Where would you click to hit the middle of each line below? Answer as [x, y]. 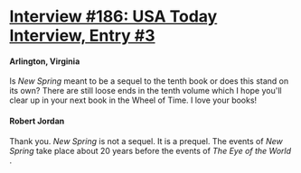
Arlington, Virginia [45, 61]
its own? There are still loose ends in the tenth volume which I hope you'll [146, 91]
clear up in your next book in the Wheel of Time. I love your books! [133, 100]
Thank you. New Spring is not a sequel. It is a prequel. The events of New [146, 141]
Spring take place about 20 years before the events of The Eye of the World [150, 150]
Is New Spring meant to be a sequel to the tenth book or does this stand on [149, 81]
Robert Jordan [37, 121]
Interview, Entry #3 [82, 36]
